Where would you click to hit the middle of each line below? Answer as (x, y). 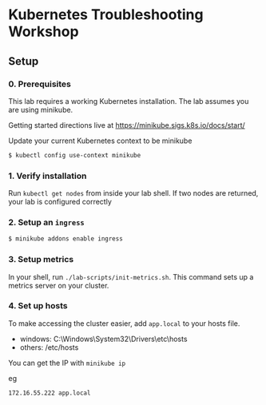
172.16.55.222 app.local (50, 393)
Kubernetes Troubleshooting (106, 15)
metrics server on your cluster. (59, 285)
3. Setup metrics (41, 260)
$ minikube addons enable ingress (66, 239)
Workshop (44, 32)
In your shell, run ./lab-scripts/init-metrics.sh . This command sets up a (131, 276)
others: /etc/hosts (49, 347)
